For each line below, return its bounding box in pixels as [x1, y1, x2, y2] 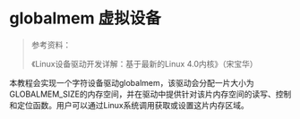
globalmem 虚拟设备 [9, 8, 161, 29]
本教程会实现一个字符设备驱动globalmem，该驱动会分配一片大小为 [9, 77, 255, 88]
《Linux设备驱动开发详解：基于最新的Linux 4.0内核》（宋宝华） [30, 58, 258, 69]
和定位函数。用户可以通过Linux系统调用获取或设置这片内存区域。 [9, 99, 249, 110]
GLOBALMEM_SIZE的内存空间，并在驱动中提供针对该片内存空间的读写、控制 [9, 89, 292, 99]
